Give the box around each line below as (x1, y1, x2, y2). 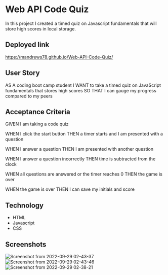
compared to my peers (5, 93, 53, 99)
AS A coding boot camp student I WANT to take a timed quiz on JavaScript (5, 82, 161, 88)
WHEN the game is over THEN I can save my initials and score (5, 186, 135, 192)
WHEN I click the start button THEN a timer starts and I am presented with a (5, 131, 163, 137)
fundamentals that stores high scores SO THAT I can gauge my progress (5, 87, 157, 93)
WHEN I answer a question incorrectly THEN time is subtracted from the (5, 156, 156, 162)
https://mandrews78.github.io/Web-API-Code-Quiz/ (5, 54, 113, 60)
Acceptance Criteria (5, 108, 70, 116)
